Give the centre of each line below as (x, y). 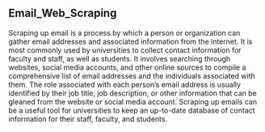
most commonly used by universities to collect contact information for (125, 50)
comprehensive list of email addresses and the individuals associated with (132, 75)
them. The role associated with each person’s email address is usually (124, 84)
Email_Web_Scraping (63, 13)
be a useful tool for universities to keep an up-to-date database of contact (132, 110)
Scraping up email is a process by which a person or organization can (124, 32)
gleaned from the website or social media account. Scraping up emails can (132, 101)
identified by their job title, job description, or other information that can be (132, 93)
